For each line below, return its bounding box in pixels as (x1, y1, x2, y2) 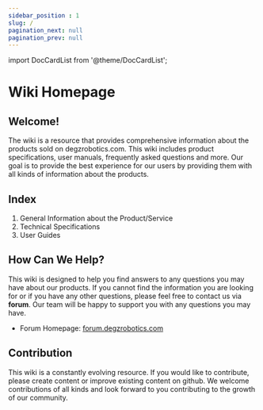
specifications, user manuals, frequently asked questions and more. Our (8, 152, 244, 163)
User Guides (19, 231, 61, 240)
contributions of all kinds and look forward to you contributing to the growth (8, 384, 256, 393)
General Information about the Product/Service (19, 213, 173, 223)
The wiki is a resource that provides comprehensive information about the (8, 136, 250, 145)
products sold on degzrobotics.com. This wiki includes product (8, 144, 215, 154)
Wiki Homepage (8, 83, 116, 102)
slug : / (8, 19, 34, 27)
